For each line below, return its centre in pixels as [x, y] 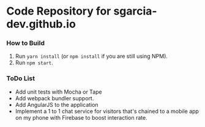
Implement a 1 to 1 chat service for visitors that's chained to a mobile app [107, 111]
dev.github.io [41, 24]
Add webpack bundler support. [54, 98]
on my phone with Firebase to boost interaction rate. [81, 117]
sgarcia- [135, 11]
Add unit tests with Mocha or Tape [58, 92]
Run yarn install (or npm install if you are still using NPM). [91, 57]
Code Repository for [59, 11]
